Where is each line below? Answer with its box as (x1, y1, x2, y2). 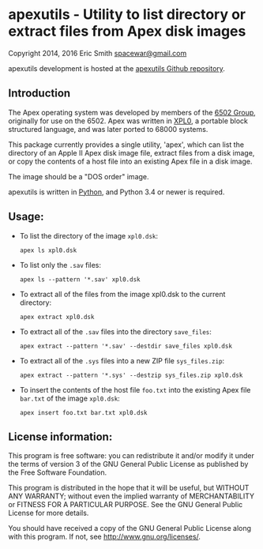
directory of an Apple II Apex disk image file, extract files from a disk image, (8, 148, 255, 157)
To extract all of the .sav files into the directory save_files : (19, 326, 212, 337)
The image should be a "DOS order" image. (8, 171, 149, 181)
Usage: (8, 210, 45, 224)
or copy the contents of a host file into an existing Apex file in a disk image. (8, 156, 253, 166)
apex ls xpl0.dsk (19, 246, 77, 254)
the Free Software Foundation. (8, 468, 107, 477)
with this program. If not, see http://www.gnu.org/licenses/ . (8, 532, 201, 542)
